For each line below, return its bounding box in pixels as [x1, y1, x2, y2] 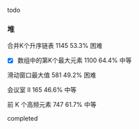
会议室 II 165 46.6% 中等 [7, 86, 77, 94]
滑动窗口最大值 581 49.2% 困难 [7, 71, 97, 79]
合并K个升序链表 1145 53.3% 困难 [7, 42, 103, 50]
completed [7, 114, 38, 123]
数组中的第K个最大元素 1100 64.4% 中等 [17, 56, 132, 64]
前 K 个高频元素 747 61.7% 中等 [7, 101, 97, 109]
